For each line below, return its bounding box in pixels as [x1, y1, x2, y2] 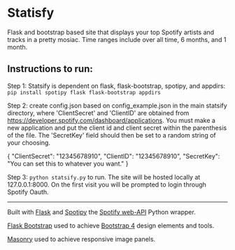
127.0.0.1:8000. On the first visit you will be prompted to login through [7, 180, 206, 189]
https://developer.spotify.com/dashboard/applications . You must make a [7, 116, 215, 124]
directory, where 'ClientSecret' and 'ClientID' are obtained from [7, 108, 190, 117]
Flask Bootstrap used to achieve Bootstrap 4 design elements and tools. [7, 221, 215, 230]
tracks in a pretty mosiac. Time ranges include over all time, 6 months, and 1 [7, 35, 227, 43]
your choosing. [7, 138, 51, 147]
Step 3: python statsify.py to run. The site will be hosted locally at [7, 172, 201, 181]
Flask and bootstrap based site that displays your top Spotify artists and [7, 28, 215, 36]
